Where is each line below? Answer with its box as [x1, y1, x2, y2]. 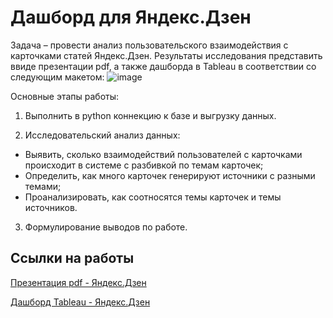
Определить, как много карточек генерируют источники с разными [24, 169, 316, 181]
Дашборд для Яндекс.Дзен [10, 6, 252, 29]
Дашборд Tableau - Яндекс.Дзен [10, 296, 151, 308]
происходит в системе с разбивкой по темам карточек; [24, 159, 264, 171]
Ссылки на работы [10, 250, 135, 267]
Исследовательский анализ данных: [24, 129, 181, 141]
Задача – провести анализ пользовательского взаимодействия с [10, 39, 289, 51]
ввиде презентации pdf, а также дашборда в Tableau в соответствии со [10, 60, 317, 72]
